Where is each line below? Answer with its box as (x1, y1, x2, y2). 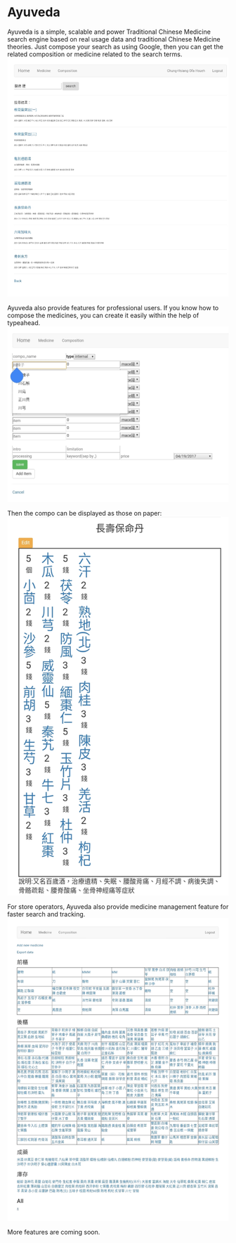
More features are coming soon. (7, 1228, 100, 1237)
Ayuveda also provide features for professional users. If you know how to (7, 303, 219, 312)
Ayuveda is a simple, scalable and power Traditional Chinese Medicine (7, 27, 211, 36)
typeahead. (7, 318, 41, 327)
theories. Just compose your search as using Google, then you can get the (7, 42, 223, 51)
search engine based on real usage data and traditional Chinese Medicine (7, 34, 221, 43)
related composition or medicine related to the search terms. (7, 50, 183, 58)
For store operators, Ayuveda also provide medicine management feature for (7, 903, 229, 911)
